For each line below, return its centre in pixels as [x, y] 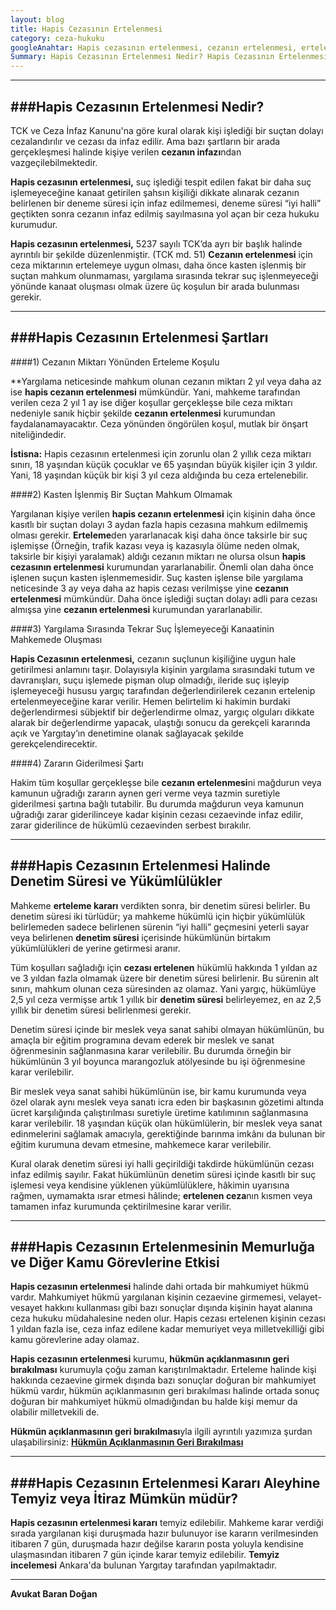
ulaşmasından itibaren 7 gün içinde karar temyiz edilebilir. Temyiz [145, 1555]
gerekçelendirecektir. [54, 743]
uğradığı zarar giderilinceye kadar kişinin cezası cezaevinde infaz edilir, [157, 814]
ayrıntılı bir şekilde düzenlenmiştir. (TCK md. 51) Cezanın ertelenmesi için [161, 254]
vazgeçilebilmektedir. [54, 162]
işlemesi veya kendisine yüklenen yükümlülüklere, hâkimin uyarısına [150, 1185]
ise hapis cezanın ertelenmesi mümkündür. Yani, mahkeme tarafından [155, 392]
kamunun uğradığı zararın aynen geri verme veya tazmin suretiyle [145, 793]
